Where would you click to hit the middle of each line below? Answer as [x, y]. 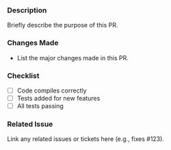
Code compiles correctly [52, 90]
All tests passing [40, 106]
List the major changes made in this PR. [73, 58]
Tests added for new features [58, 98]
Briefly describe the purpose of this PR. [63, 25]
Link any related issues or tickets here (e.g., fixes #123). [85, 139]
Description [27, 10]
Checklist [23, 75]
